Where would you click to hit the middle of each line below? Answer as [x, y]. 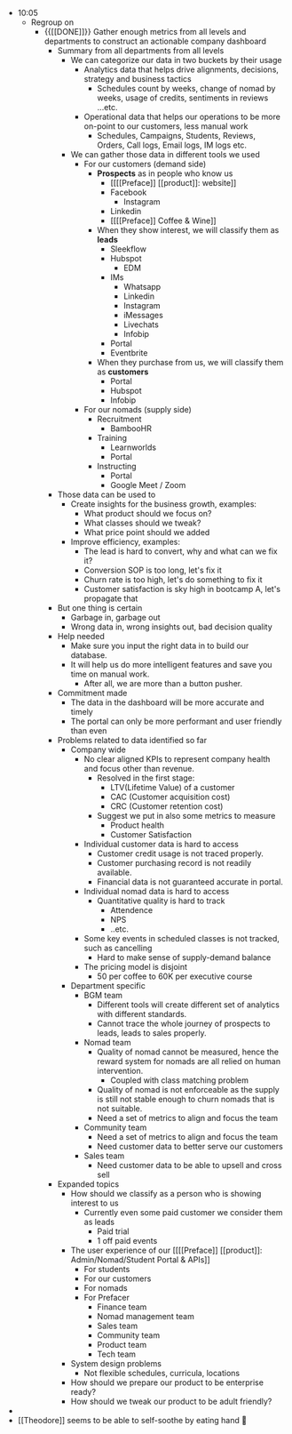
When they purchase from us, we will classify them [190, 362]
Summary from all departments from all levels [141, 51]
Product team [122, 1345]
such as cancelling [118, 948]
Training [112, 438]
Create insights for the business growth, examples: [164, 504]
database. [89, 655]
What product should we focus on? [148, 513]
